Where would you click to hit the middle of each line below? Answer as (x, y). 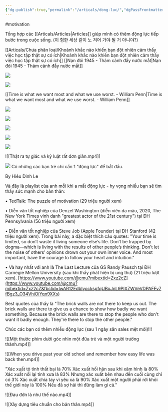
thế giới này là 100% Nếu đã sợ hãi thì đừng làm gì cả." (61, 385)
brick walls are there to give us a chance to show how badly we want (76, 309)
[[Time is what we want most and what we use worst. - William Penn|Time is (84, 94)
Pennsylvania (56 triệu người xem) (40, 221)
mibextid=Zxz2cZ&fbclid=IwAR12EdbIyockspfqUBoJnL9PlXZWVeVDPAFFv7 (83, 288)
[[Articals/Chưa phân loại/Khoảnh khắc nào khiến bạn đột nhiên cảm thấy (81, 50)
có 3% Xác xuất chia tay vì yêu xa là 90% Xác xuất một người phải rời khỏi (81, 379)
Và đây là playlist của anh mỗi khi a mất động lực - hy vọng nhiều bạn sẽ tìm (83, 186)
